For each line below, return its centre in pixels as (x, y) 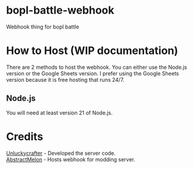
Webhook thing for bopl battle (43, 27)
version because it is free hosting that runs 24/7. (65, 79)
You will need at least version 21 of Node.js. (59, 113)
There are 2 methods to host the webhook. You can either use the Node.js (96, 67)
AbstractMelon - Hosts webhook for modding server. (71, 159)
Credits (25, 136)
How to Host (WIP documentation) (92, 51)
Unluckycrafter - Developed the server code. (61, 153)
